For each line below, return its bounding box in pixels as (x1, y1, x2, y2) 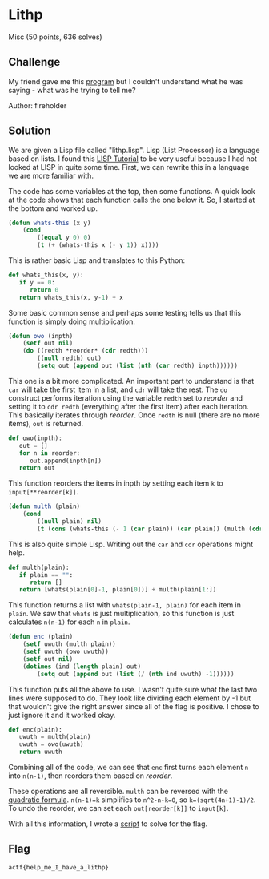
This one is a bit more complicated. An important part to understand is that (8, 376, 255, 385)
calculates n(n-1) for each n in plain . (8, 617, 130, 627)
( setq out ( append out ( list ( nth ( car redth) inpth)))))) (37, 362, 239, 370)
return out (18, 464, 56, 472)
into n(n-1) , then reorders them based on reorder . (8, 771, 173, 780)
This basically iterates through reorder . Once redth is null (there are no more (8, 410, 260, 420)
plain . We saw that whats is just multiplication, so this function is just (8, 609, 235, 619)
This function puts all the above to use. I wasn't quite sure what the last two (8, 684, 258, 694)
